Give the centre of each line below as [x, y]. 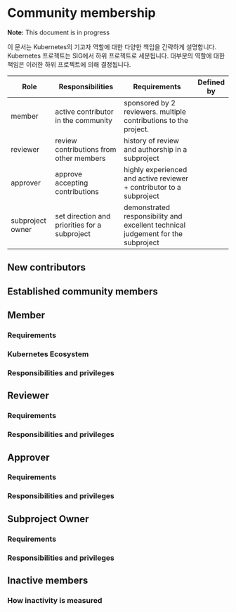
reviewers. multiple [155, 112]
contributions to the [156, 120]
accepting [72, 183]
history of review [151, 141]
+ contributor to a [152, 187]
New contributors [47, 267]
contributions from [86, 149]
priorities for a [78, 225]
